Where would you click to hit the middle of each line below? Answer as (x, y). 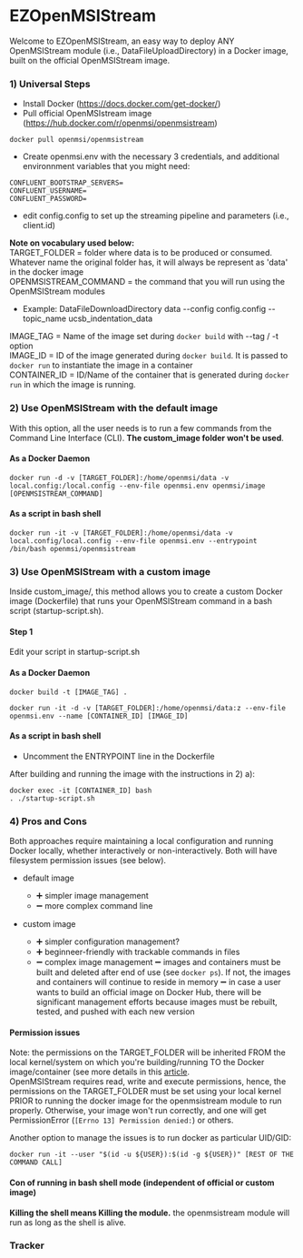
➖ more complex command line (94, 906)
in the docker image (47, 272)
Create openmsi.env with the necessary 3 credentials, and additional (151, 156)
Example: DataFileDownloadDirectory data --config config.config (144, 309)
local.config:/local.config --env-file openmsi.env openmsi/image (137, 486)
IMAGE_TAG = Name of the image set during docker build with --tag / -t (144, 337)
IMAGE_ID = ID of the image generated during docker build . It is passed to (149, 356)
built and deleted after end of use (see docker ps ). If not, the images (163, 972)
